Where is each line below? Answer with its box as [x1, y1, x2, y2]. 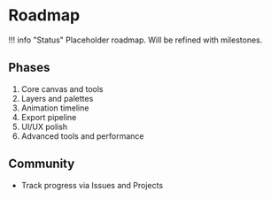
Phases [8, 60, 50, 75]
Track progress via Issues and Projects [20, 180, 164, 190]
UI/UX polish [20, 121, 68, 132]
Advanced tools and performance [20, 130, 144, 142]
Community [8, 157, 75, 172]
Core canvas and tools [20, 83, 104, 94]
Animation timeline [20, 103, 89, 113]
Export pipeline [20, 111, 77, 122]
